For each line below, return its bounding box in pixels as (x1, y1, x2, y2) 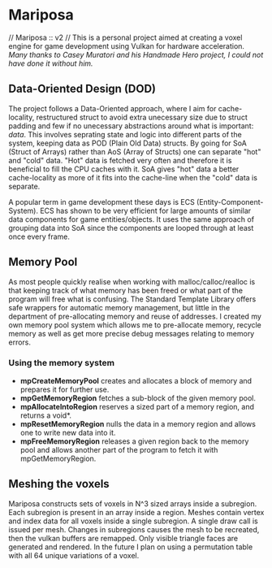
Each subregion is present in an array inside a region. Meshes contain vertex (8, 507, 265, 517)
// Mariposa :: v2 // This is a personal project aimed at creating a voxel (8, 33, 243, 42)
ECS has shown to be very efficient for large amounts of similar (40, 206, 252, 215)
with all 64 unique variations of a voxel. (8, 550, 140, 560)
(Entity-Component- (196, 197, 264, 206)
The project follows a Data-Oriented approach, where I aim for (8, 103, 217, 113)
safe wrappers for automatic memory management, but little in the (8, 302, 231, 312)
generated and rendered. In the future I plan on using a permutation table (8, 542, 253, 552)
